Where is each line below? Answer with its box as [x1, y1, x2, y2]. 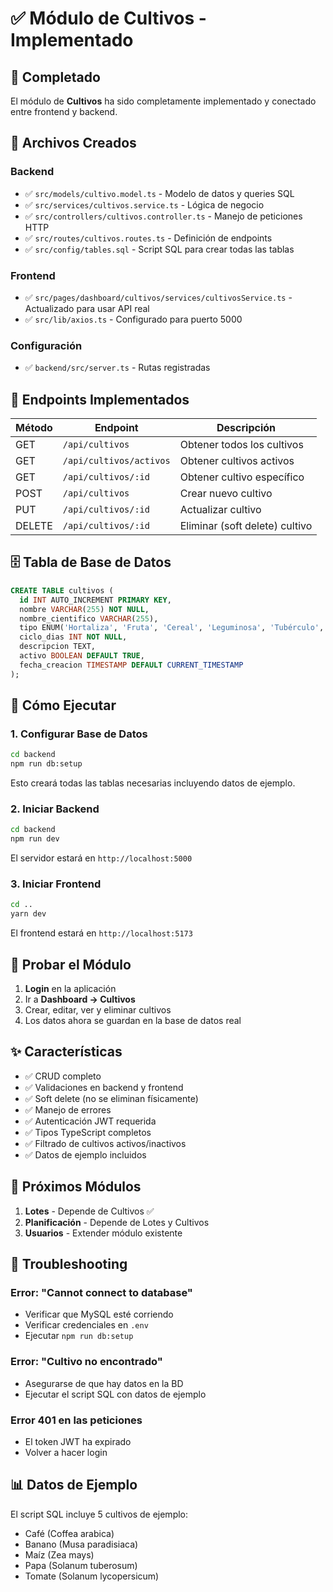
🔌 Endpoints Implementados [10, 391, 190, 408]
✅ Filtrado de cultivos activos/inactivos [24, 1137, 187, 1149]
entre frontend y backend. [10, 106, 118, 117]
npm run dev [10, 834, 60, 844]
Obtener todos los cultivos [179, 438, 304, 452]
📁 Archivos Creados [10, 135, 137, 152]
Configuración [10, 338, 83, 352]
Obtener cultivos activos [179, 454, 295, 468]
